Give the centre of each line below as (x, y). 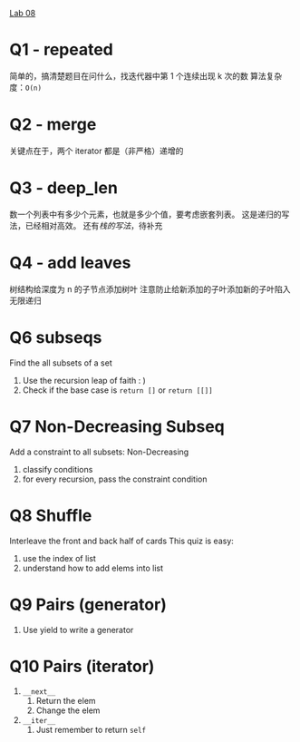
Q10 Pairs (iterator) (82, 666)
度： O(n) (26, 87)
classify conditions (58, 469)
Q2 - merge (53, 125)
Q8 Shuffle (51, 515)
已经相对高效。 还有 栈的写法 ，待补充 (94, 225)
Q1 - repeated (61, 50)
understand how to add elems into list (93, 568)
